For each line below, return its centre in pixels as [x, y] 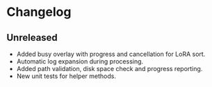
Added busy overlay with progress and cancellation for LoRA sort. [111, 54]
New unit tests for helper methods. [66, 76]
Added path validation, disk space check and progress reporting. [109, 69]
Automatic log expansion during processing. [80, 61]
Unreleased [32, 38]
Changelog [39, 12]
